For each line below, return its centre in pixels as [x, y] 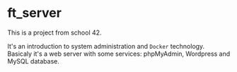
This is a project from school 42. [54, 32]
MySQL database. [34, 61]
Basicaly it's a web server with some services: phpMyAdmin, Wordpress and [119, 54]
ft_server [35, 13]
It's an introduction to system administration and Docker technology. [106, 46]
